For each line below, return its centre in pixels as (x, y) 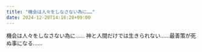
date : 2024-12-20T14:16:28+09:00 (49, 18)
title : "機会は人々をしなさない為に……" (51, 12)
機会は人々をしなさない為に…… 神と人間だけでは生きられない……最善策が (99, 35)
